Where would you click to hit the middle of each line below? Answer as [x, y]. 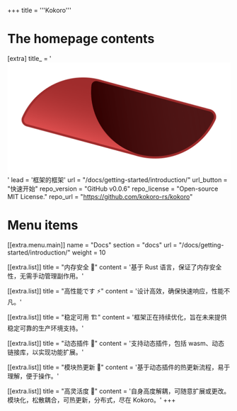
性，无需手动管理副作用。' [46, 276]
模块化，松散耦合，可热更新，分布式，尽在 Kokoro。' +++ [92, 400]
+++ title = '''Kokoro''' [40, 10]
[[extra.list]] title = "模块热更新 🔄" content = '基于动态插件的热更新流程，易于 [119, 367]
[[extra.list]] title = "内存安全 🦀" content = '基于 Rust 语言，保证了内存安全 [115, 267]
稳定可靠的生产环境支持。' [46, 328]
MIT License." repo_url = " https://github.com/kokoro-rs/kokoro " [100, 196]
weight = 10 [89, 252]
